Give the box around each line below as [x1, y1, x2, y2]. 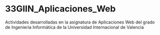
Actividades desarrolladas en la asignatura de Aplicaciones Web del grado [5, 19, 155, 25]
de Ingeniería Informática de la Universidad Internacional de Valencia [5, 24, 144, 30]
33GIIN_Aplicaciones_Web [5, 3, 116, 14]
